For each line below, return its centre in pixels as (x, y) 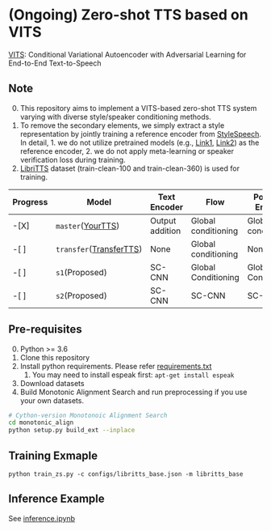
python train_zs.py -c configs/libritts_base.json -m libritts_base (126, 474)
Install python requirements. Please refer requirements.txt (116, 366)
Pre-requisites (45, 329)
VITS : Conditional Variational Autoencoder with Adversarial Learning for (127, 54)
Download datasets (52, 383)
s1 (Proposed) (81, 272)
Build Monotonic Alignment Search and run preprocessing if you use (133, 392)
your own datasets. (52, 400)
